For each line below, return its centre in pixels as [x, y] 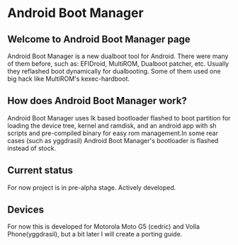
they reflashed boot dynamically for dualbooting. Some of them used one [114, 71]
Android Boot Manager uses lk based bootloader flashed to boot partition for [119, 118]
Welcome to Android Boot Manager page [99, 39]
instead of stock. [32, 148]
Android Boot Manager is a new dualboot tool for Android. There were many [118, 56]
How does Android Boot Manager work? [97, 101]
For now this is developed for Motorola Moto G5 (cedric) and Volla [104, 227]
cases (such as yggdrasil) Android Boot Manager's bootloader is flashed [113, 140]
